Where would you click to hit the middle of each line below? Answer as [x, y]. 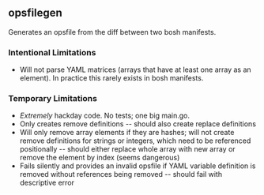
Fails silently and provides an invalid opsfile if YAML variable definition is [138, 166]
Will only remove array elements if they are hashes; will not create [127, 133]
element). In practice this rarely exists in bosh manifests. [111, 78]
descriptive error [47, 183]
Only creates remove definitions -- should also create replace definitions [138, 124]
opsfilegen [36, 13]
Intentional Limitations [52, 52]
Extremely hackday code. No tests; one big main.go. [105, 116]
